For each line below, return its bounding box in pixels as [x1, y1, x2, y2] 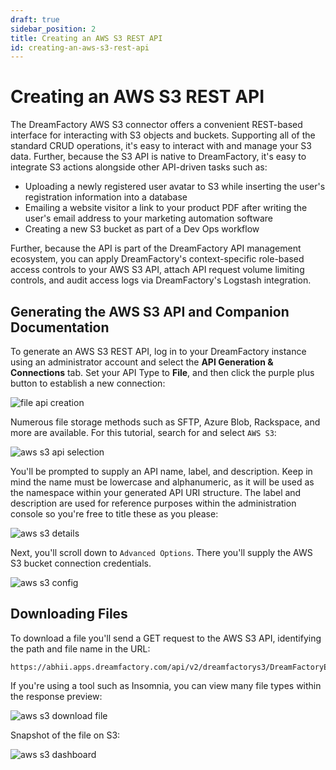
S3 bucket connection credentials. [10, 557, 152, 569]
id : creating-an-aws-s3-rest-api [10, 42, 150, 53]
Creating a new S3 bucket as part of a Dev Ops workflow [24, 223, 260, 235]
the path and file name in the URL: [10, 642, 151, 655]
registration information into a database [24, 191, 188, 203]
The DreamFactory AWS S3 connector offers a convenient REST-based [10, 119, 303, 131]
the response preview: [10, 690, 103, 702]
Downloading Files [10, 606, 128, 623]
